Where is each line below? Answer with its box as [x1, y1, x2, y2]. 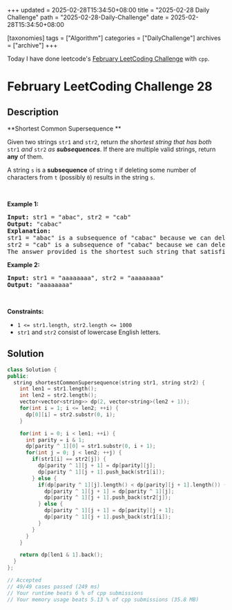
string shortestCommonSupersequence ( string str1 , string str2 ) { [13, 379, 206, 386]
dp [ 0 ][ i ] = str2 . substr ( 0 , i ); [25, 411, 116, 418]
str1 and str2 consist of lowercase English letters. [17, 328, 161, 336]
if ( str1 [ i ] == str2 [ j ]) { [32, 455, 107, 463]
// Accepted [7, 577, 41, 584]
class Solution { [7, 366, 57, 373]
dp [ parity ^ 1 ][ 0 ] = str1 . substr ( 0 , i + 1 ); [25, 443, 156, 450]
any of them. [7, 152, 43, 161]
